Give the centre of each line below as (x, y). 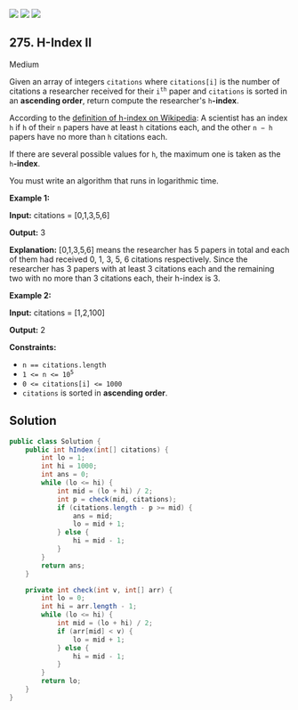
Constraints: (33, 347)
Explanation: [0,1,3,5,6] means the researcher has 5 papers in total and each (149, 249)
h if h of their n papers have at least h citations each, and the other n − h (141, 127)
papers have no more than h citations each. (89, 136)
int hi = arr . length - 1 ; (89, 607)
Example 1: (30, 198)
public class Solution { (55, 441)
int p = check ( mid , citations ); (117, 499)
